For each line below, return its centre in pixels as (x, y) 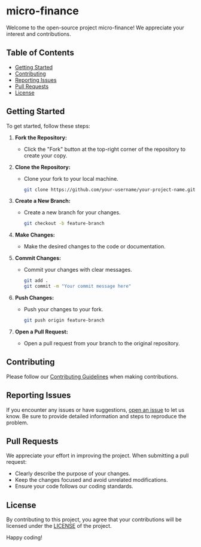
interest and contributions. (39, 34)
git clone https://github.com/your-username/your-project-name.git (109, 190)
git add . (36, 281)
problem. (17, 423)
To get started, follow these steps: (48, 126)
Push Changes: (34, 298)
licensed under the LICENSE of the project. (59, 526)
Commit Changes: (38, 258)
